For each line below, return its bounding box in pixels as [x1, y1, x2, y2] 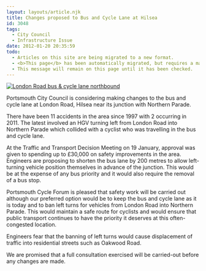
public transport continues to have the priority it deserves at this [6, 215, 169, 222]
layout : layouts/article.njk [6, 9, 81, 15]
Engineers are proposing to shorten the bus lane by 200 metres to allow [6, 157, 188, 165]
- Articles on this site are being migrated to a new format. [12, 54, 174, 61]
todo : [6, 49, 20, 55]
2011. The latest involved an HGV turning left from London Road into [6, 119, 178, 127]
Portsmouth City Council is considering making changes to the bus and [6, 94, 186, 102]
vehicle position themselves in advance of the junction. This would [25, 163, 194, 171]
